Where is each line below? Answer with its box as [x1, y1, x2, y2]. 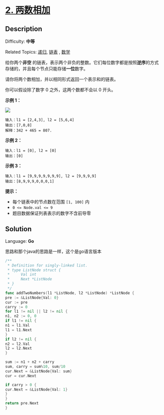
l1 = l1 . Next [5, 327, 32, 333]
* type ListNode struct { [7, 268, 61, 273]
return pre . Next [5, 401, 39, 406]
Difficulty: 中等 [5, 38, 35, 44]
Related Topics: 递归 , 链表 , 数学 [5, 49, 71, 55]
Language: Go [5, 238, 34, 244]
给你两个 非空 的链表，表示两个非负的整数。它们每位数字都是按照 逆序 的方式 [5, 60, 159, 65]
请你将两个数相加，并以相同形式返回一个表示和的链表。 [5, 76, 118, 82]
